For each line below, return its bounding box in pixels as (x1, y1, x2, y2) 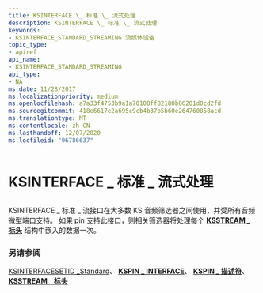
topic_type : (8, 41, 48, 49)
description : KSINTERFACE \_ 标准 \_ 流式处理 (8, 19, 158, 27)
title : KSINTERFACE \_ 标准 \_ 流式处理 (8, 11, 136, 20)
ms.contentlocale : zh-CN (8, 122, 90, 130)
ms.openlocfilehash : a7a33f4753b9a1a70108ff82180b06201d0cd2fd (8, 100, 222, 107)
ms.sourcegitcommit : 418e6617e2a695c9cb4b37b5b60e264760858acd (8, 107, 222, 115)
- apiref (8, 48, 37, 56)
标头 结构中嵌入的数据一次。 (8, 226, 101, 235)
